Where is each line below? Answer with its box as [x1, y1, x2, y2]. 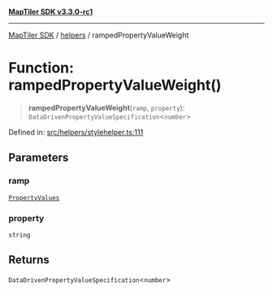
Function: [8, 59, 75, 77]
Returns [8, 253, 50, 267]
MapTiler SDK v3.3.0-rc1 [8, 7, 93, 16]
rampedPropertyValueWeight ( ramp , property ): [28, 102, 185, 112]
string [8, 231, 31, 239]
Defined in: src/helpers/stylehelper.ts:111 [8, 127, 144, 137]
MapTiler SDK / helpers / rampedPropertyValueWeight [8, 30, 189, 40]
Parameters [8, 150, 69, 165]
